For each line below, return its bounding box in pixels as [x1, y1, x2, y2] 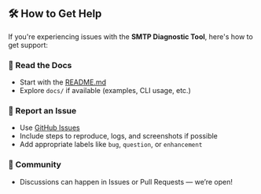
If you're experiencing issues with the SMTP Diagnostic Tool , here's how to [8, 31, 253, 41]
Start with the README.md [19, 77, 107, 87]
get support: [8, 40, 49, 49]
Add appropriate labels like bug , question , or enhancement [19, 140, 203, 149]
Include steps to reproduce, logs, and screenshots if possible [19, 131, 219, 141]
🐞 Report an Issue [8, 106, 77, 117]
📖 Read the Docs [8, 59, 72, 70]
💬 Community [8, 160, 61, 171]
